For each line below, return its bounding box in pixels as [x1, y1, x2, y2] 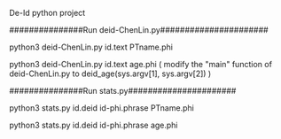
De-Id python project [9, 8, 86, 18]
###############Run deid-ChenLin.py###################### [9, 25, 269, 35]
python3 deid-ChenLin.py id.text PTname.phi [9, 42, 174, 52]
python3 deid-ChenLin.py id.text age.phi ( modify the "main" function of [9, 59, 273, 69]
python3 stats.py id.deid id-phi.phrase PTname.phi [9, 103, 195, 113]
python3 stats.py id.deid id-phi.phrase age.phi [9, 120, 179, 130]
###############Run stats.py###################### [9, 86, 237, 96]
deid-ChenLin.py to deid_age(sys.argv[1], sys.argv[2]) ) [9, 68, 212, 79]
